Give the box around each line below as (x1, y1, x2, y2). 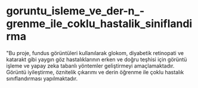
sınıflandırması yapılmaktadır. (6, 75, 78, 82)
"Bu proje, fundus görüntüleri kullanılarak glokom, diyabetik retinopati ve (6, 49, 184, 56)
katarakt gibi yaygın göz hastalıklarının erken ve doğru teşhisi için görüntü (6, 56, 187, 63)
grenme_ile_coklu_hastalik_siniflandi (6, 17, 193, 31)
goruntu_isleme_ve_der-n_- (6, 4, 145, 18)
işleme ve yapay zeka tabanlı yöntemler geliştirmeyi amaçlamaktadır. (6, 62, 175, 69)
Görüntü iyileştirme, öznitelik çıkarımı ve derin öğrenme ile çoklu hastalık (6, 68, 184, 75)
